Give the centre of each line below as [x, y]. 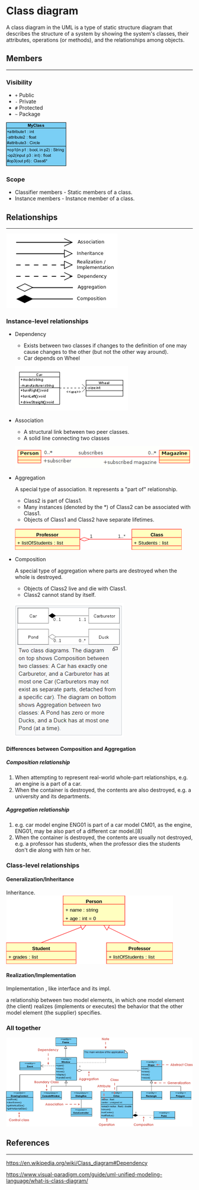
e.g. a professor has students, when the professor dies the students [97, 843]
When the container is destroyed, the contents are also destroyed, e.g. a [103, 790]
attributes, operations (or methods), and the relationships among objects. [95, 40]
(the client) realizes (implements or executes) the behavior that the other [94, 1006]
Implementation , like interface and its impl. [59, 989]
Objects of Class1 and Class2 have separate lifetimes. [89, 520]
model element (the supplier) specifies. [54, 1012]
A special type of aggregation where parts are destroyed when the [96, 571]
